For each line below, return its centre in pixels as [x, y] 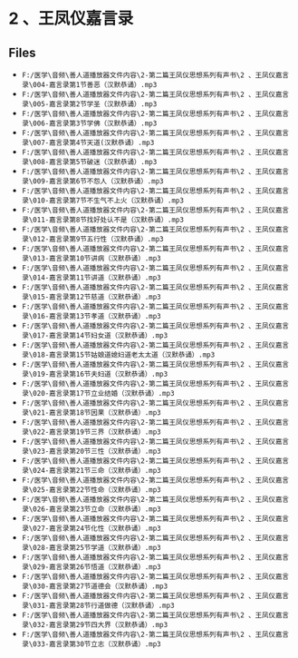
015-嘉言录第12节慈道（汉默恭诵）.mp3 [97, 297]
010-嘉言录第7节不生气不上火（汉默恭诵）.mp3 [108, 201]
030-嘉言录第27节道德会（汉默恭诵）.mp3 [100, 586]
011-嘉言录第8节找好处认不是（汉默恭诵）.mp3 [108, 220]
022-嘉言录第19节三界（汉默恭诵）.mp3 [97, 432]
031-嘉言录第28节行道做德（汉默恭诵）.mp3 [103, 605]
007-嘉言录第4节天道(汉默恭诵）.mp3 [93, 142]
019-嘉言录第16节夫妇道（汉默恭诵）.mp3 [100, 374]
